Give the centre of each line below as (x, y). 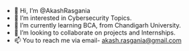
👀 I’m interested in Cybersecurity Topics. (73, 18)
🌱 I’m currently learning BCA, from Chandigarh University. (97, 25)
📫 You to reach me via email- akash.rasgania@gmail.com (98, 40)
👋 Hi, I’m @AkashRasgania (52, 11)
